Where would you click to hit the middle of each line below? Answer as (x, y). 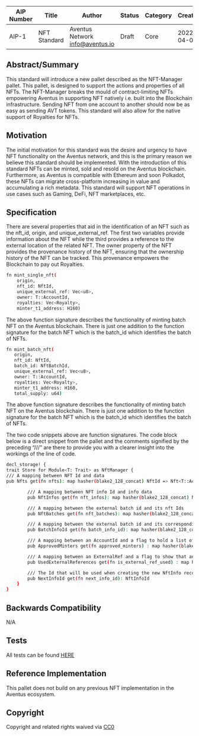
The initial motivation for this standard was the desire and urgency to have (97, 150)
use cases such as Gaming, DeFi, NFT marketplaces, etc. (76, 194)
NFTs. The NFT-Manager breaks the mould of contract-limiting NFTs (90, 92)
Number (21, 19)
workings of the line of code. (41, 454)
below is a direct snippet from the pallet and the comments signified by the (97, 441)
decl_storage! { (26, 465)
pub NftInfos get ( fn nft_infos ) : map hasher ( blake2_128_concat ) (108, 497)
